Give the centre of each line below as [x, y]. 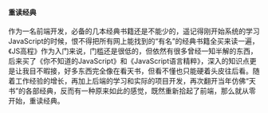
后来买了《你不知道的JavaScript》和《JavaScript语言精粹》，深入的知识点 [129, 61]
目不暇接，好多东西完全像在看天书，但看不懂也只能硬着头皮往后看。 [141, 71]
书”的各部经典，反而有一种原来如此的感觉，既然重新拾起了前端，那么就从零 [132, 91]
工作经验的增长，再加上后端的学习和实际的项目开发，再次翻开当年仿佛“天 [136, 81]
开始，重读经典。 [36, 101]
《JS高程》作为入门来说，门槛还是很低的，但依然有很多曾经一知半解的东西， [133, 51]
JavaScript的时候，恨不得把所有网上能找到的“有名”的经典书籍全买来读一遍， [134, 41]
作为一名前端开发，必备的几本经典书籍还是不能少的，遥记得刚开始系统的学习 [134, 31]
